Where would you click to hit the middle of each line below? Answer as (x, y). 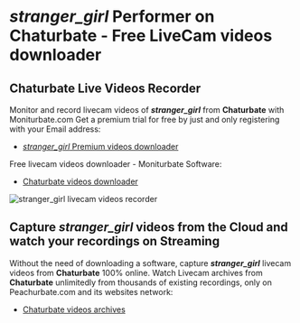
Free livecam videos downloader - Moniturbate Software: (116, 164)
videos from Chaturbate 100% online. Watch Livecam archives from (136, 272)
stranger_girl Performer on (112, 17)
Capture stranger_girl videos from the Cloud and (149, 227)
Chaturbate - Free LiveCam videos (141, 36)
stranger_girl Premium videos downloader (100, 147)
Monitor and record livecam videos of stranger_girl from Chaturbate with (147, 110)
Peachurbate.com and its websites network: (91, 291)
